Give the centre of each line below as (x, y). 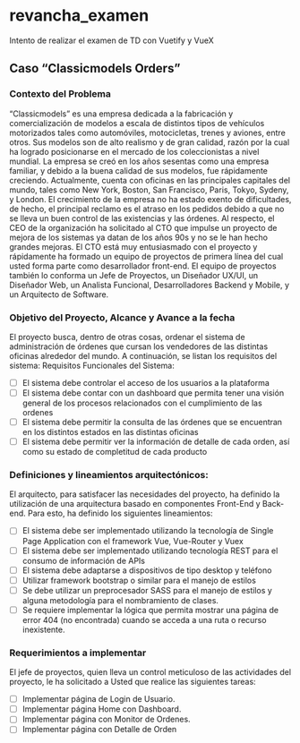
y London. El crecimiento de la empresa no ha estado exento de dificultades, (150, 199)
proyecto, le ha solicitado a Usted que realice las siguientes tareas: (133, 682)
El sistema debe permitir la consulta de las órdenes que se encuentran (152, 423)
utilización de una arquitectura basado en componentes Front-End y (135, 504)
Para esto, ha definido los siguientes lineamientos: (120, 513)
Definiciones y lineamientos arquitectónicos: (109, 475)
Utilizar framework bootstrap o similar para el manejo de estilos (139, 580)
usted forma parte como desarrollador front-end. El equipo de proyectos (143, 266)
